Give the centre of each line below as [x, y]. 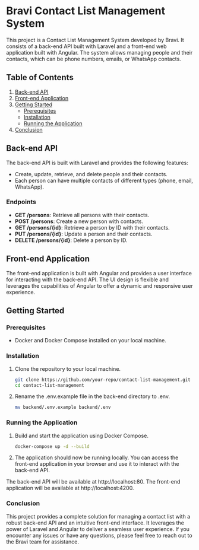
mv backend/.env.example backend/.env [63, 408]
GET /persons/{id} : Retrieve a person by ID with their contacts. [92, 227]
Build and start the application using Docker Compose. [81, 435]
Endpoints [21, 202]
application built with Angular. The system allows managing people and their [99, 52]
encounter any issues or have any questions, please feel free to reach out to [99, 535]
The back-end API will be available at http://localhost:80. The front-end [93, 482]
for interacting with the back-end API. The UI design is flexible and [88, 279]
